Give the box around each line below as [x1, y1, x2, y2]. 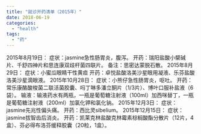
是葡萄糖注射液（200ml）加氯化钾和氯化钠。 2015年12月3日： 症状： [6, 99, 178, 106]
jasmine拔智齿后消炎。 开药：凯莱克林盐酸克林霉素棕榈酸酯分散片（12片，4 [6, 114, 194, 121]
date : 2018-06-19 [6, 14, 50, 20]
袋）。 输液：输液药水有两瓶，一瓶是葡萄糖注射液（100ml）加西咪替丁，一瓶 [6, 91, 194, 99]
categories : [6, 20, 36, 26]
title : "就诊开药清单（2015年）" [6, 8, 82, 15]
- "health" [11, 25, 39, 32]
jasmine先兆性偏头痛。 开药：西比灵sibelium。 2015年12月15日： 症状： [6, 106, 184, 114]
